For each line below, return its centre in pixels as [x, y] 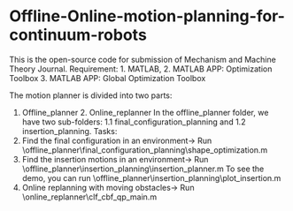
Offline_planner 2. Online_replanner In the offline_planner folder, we [145, 112]
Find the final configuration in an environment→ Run [117, 140]
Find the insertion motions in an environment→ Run [115, 159]
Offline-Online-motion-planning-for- [147, 16]
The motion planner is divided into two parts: [91, 95]
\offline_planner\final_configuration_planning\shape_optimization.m [145, 150]
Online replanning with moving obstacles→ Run [108, 187]
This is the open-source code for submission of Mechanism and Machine [143, 59]
